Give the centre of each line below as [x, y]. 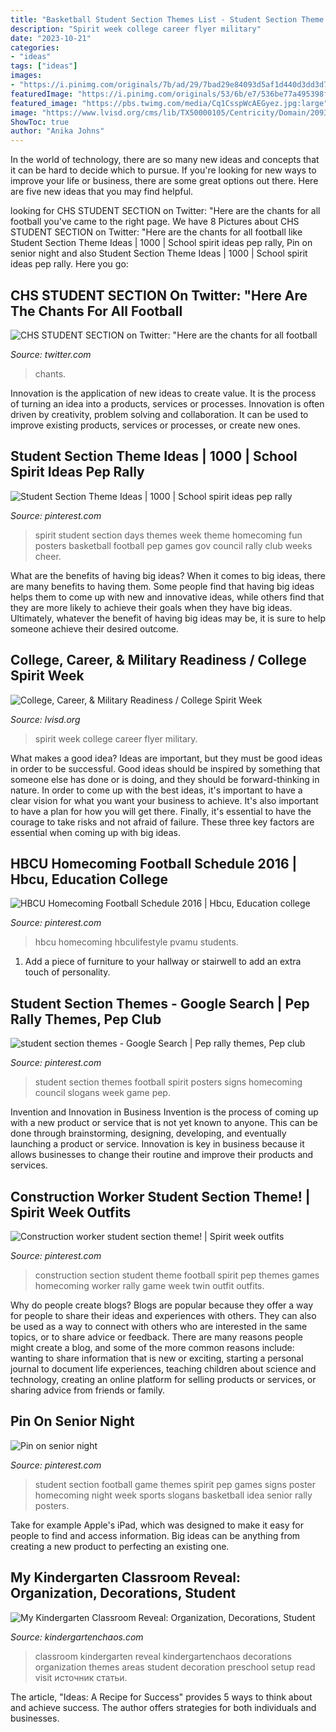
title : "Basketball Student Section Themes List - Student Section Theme [167, 19]
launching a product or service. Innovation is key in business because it [157, 1144]
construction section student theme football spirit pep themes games [177, 1275]
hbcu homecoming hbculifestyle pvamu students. [136, 942]
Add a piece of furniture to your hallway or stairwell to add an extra [163, 962]
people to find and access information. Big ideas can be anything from [155, 1535]
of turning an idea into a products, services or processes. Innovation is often [167, 403]
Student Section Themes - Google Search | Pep [160, 1003]
